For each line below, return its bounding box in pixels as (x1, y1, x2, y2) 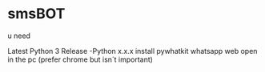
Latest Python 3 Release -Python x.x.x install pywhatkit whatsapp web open (7, 46, 258, 55)
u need (7, 31, 31, 40)
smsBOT (7, 5, 66, 23)
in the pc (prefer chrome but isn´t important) (7, 55, 154, 64)
